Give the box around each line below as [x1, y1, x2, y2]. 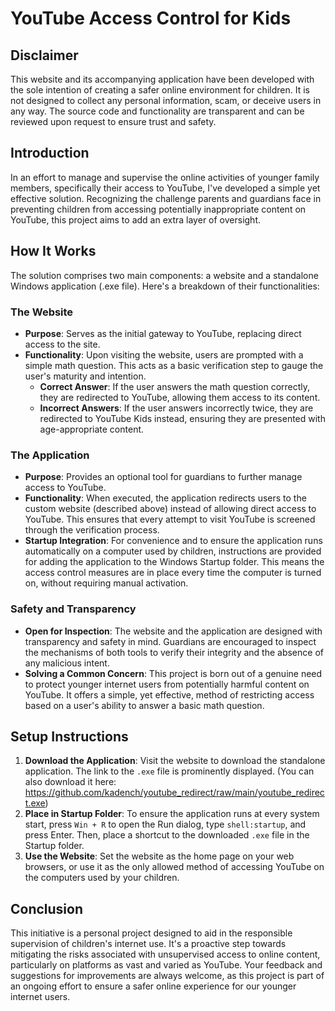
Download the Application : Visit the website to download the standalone [24, 755, 326, 767]
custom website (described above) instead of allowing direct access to [24, 503, 317, 515]
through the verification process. [24, 524, 160, 536]
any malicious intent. [24, 657, 110, 669]
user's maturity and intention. [24, 370, 147, 382]
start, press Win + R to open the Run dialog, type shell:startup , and [24, 818, 307, 831]
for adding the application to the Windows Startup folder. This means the [24, 556, 325, 568]
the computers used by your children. [24, 872, 180, 884]
